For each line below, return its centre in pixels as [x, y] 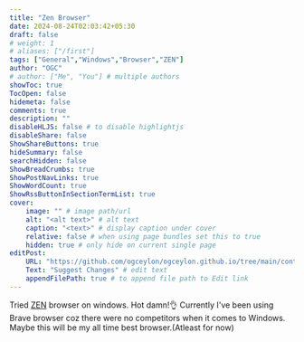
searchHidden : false [48, 161]
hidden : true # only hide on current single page [121, 245]
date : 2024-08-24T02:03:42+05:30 [72, 26]
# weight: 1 [32, 43]
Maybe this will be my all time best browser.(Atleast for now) [122, 328]
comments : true [38, 110]
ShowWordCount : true [48, 186]
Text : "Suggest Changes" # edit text [97, 271]
